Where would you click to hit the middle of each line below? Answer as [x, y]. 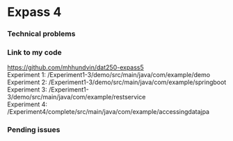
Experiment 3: [27, 90]
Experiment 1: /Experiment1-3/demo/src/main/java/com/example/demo [109, 75]
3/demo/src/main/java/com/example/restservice [77, 97]
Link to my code [35, 53]
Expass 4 [34, 12]
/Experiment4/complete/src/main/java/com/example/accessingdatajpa [109, 112]
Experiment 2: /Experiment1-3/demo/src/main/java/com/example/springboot [117, 82]
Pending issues [34, 130]
